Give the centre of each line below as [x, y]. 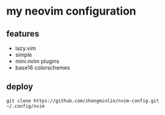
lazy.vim [26, 48]
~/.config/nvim [26, 106]
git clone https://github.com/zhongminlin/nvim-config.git [83, 101]
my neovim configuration [71, 11]
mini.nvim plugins [37, 61]
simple [23, 55]
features [23, 34]
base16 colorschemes [42, 68]
